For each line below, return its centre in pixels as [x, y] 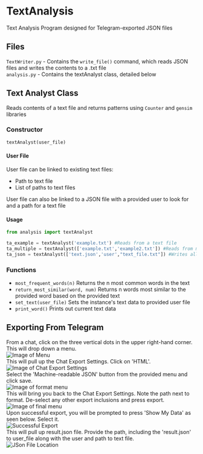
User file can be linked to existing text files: [60, 169]
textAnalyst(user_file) [36, 142]
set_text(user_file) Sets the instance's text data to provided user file [102, 302]
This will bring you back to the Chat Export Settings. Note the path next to [98, 393]
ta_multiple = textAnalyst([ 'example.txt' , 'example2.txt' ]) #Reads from [100, 249]
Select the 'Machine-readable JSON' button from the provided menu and [97, 374]
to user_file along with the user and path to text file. [70, 438]
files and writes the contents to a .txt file [56, 68]
